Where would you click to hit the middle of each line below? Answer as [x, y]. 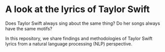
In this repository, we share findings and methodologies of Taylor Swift [79, 38]
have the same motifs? [29, 28]
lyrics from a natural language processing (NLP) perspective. [69, 43]
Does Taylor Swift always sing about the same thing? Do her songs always [83, 23]
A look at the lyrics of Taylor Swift [78, 9]
